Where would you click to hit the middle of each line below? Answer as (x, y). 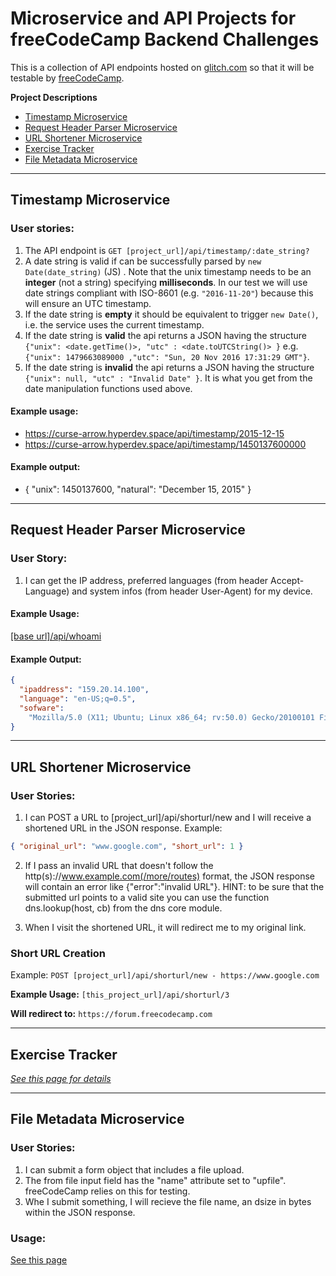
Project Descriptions (54, 97)
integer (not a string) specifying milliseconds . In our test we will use (166, 282)
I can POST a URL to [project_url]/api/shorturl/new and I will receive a (168, 818)
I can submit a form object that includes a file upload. (134, 1169)
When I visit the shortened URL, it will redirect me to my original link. (165, 927)
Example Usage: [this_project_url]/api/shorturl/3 (120, 994)
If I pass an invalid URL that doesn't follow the (119, 865)
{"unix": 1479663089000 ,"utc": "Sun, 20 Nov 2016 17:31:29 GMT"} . (167, 356)
